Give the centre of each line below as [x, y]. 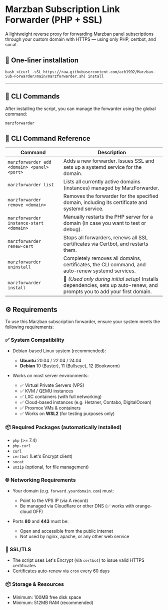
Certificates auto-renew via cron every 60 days [61, 571]
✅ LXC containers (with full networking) [61, 397]
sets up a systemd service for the [102, 167]
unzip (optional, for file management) [50, 467]
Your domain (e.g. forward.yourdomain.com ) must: [63, 491]
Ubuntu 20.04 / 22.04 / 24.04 [50, 361]
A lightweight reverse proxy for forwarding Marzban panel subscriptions [79, 34]
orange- [144, 506]
